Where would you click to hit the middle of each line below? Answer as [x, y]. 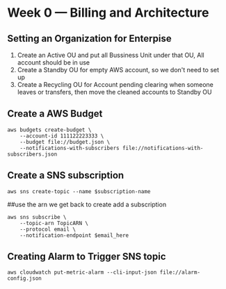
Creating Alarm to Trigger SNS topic [87, 257]
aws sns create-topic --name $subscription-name [79, 191]
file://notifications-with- [163, 148]
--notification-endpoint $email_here [74, 235]
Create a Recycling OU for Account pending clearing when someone [115, 84]
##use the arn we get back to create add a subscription [87, 204]
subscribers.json [32, 154]
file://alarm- [180, 272]
